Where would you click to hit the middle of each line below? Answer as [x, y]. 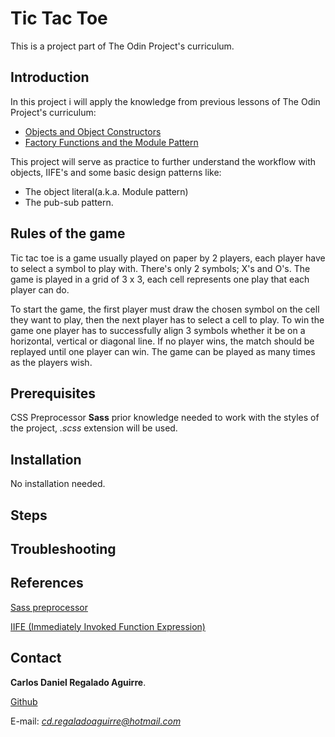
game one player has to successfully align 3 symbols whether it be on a [158, 330]
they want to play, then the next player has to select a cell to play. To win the [167, 319]
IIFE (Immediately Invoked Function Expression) [108, 626]
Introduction [50, 77]
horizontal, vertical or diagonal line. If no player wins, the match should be [162, 341]
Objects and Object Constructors [93, 131]
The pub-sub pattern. [69, 202]
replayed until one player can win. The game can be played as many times [163, 351]
